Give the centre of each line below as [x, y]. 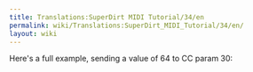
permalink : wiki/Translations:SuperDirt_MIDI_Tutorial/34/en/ [126, 25]
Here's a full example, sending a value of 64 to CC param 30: [121, 59]
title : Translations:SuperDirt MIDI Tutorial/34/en [107, 17]
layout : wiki [33, 33]
